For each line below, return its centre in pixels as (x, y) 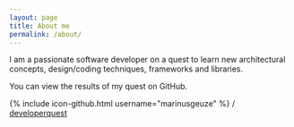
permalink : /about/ (46, 34)
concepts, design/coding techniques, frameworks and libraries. (126, 69)
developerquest (38, 114)
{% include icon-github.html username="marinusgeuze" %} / (122, 104)
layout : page (34, 17)
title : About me (39, 26)
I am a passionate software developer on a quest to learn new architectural (147, 60)
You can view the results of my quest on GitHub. (99, 87)
